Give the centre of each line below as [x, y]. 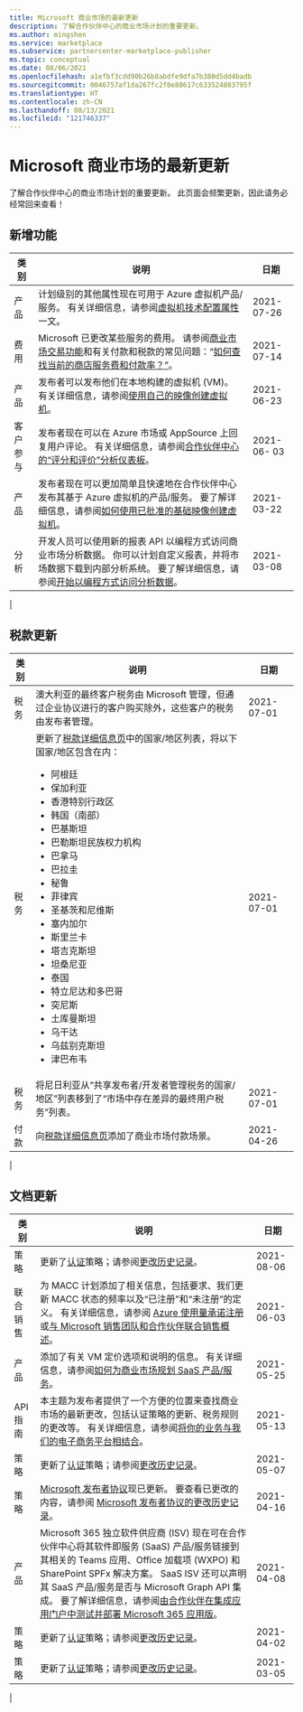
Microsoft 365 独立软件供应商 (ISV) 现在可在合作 [143, 1532]
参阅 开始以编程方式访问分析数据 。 [110, 582]
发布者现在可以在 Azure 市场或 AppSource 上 [133, 433]
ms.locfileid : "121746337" [60, 118]
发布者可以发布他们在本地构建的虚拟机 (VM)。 [136, 382]
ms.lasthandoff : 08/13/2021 [62, 110]
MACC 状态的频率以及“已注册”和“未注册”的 [142, 1299]
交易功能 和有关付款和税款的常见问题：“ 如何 [139, 351]
